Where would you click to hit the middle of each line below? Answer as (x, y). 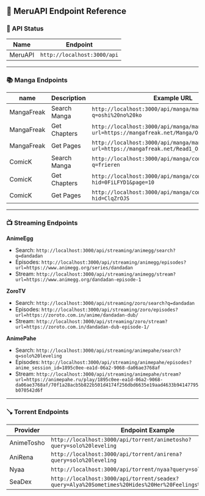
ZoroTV (16, 291)
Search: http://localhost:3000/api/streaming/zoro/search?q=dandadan (105, 303)
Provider (27, 430)
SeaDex (20, 481)
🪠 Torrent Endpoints (38, 412)
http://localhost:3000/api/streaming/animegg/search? (106, 251)
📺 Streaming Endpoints (42, 222)
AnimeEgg (20, 238)
